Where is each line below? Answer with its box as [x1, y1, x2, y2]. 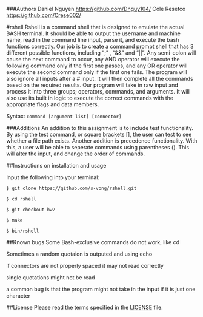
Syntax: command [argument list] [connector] [6, 112, 122, 120]
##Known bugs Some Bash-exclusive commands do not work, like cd [6, 239, 180, 245]
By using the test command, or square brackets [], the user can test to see [6, 131, 192, 138]
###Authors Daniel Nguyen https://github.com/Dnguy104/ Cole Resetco [6, 5, 186, 12]
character [6, 292, 31, 299]
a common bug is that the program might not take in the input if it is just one [6, 285, 196, 293]
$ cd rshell [6, 196, 36, 202]
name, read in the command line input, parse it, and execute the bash [6, 36, 179, 43]
